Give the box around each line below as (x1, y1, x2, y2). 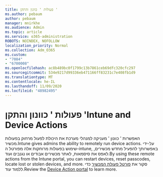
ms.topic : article (5, 30, 42, 34)
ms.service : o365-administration (5, 34, 73, 39)
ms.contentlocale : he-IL (5, 79, 55, 84)
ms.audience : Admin (5, 25, 45, 30)
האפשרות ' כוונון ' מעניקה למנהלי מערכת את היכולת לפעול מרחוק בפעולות (5, 135, 140, 141)
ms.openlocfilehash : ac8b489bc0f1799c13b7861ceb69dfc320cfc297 (5, 66, 136, 71)
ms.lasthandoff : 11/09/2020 (5, 83, 62, 89)
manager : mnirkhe (5, 20, 40, 26)
